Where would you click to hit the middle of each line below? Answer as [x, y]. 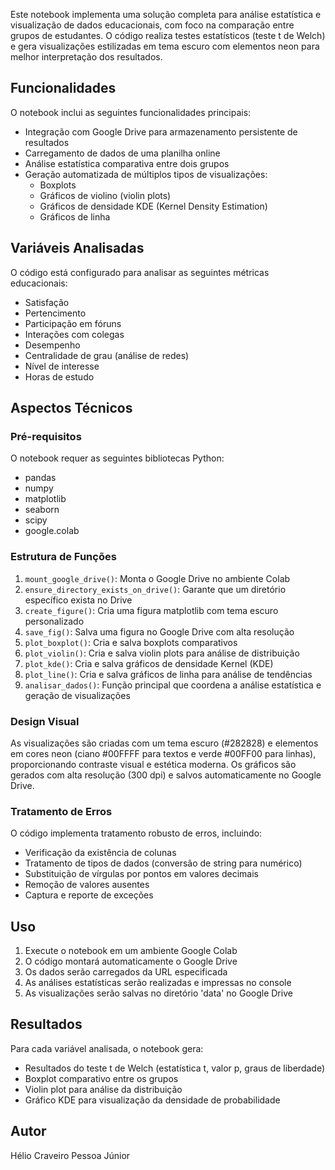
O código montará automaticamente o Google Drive [131, 961]
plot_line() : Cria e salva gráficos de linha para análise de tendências [168, 674]
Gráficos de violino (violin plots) [105, 195]
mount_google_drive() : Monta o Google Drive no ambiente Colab [157, 578]
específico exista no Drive [78, 600]
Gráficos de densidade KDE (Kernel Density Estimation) [153, 206]
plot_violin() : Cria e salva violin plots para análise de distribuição [162, 653]
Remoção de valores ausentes [87, 885]
